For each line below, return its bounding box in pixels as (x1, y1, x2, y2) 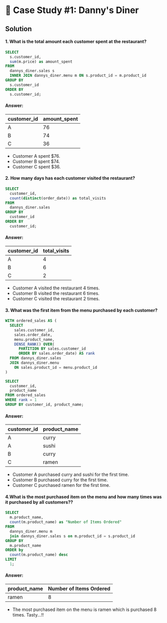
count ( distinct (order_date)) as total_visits (9, 195, 106, 200)
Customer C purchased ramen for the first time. (12, 482, 110, 488)
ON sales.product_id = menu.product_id (14, 365, 97, 370)
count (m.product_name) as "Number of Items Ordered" (9, 520, 122, 525)
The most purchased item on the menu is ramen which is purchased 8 (12, 606, 156, 612)
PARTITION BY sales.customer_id (18, 346, 86, 351)
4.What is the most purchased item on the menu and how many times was (5, 493, 162, 499)
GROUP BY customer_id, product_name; (5, 402, 84, 407)
